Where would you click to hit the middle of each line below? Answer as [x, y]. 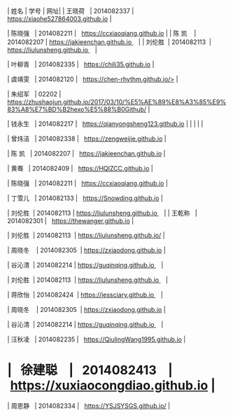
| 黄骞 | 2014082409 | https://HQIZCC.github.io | [80, 168]
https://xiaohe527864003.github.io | [59, 19]
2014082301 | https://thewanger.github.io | [71, 221]
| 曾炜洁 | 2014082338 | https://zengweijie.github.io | [87, 139]
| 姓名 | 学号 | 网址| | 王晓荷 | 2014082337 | [71, 11]
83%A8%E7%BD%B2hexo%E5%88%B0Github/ [77, 109]
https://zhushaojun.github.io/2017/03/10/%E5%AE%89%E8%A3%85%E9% [116, 102]
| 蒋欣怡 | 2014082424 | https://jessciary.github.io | [85, 295]
